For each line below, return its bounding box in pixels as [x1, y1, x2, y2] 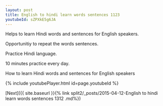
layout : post [5, 7, 33, 13]
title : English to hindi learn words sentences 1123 [5, 12, 120, 17]
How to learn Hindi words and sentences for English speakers [5, 70, 135, 76]
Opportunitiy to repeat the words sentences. [5, 41, 99, 47]
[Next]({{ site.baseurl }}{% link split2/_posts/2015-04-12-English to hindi [5, 90, 158, 96]
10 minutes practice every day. [5, 61, 70, 67]
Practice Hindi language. [5, 50, 57, 57]
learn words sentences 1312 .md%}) [5, 95, 81, 102]
